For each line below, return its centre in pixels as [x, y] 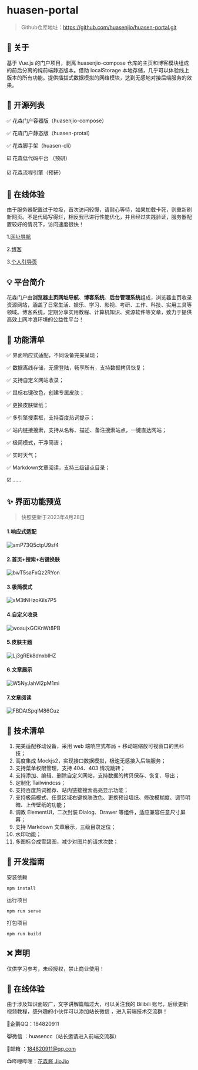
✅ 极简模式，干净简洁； [35, 442]
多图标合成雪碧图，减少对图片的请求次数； [67, 842]
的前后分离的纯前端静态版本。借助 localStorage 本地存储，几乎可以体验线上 [98, 70]
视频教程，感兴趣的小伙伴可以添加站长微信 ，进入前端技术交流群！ [87, 1011]
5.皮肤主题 [20, 642]
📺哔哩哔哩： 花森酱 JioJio [38, 1061]
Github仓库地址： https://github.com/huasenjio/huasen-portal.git [99, 27]
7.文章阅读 [19, 697]
